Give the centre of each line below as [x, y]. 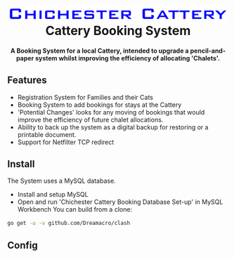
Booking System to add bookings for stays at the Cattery [99, 105]
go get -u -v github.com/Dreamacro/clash [69, 224]
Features [27, 80]
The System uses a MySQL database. [61, 181]
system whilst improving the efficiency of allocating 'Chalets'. [127, 58]
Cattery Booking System [118, 31]
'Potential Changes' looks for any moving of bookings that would [111, 112]
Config [22, 245]
